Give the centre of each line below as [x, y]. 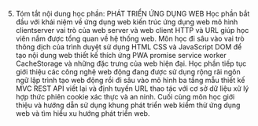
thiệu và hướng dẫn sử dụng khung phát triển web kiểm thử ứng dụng [128, 105]
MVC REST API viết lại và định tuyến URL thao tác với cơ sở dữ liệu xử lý [132, 88]
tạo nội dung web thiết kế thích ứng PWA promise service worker [121, 55]
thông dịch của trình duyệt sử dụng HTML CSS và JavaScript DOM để [129, 47]
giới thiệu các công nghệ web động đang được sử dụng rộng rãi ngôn [128, 72]
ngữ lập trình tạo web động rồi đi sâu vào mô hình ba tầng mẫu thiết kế [130, 80]
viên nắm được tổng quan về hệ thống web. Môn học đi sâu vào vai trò [130, 38]
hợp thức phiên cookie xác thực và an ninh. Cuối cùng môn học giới [125, 97]
